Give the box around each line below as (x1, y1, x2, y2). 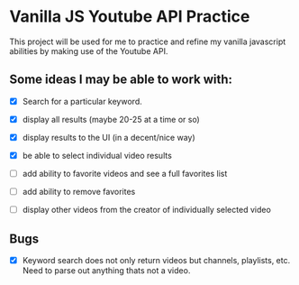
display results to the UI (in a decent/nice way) (22, 132, 195, 142)
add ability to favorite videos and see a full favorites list (22, 169, 228, 179)
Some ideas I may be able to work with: (9, 72, 232, 87)
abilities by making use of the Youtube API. (9, 45, 168, 56)
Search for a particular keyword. (22, 96, 142, 106)
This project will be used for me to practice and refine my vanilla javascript (9, 36, 286, 47)
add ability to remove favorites (22, 187, 136, 198)
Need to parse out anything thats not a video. (22, 265, 191, 276)
